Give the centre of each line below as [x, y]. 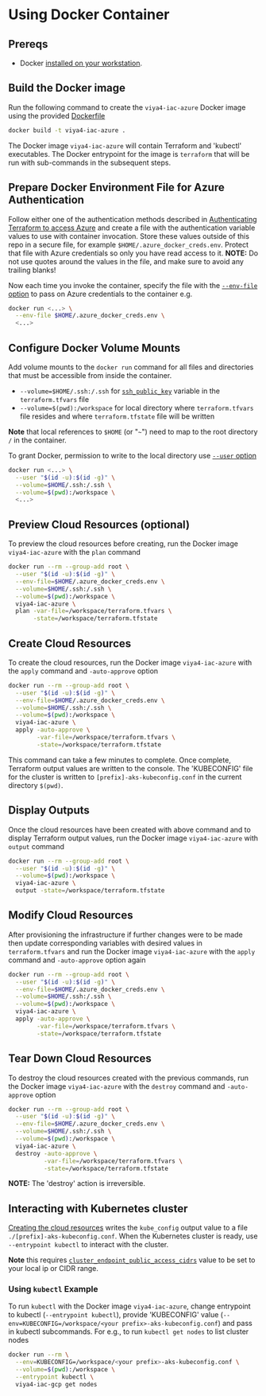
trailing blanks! [32, 270]
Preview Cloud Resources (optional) [99, 524]
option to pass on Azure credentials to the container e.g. [100, 294]
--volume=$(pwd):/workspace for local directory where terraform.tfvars [137, 407]
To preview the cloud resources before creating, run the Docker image [123, 544]
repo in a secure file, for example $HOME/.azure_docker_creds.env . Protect [128, 244]
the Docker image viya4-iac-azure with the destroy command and [117, 1086]
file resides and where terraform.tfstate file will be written [117, 416]
